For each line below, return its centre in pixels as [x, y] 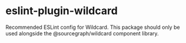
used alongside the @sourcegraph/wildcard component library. [82, 33]
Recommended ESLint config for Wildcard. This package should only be [93, 27]
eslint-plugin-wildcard [62, 11]
